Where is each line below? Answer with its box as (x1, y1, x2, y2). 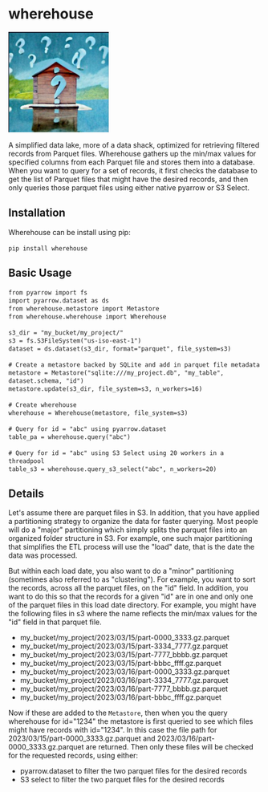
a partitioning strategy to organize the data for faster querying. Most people (8, 517, 258, 526)
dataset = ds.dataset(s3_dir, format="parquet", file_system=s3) (8, 344, 231, 353)
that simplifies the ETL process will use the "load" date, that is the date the (8, 542, 255, 552)
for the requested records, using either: (8, 751, 139, 761)
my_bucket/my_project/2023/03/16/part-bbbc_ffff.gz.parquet (19, 692, 222, 702)
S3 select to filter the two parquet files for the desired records (19, 775, 225, 785)
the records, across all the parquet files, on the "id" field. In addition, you (8, 583, 249, 593)
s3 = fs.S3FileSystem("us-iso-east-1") (8, 336, 142, 345)
